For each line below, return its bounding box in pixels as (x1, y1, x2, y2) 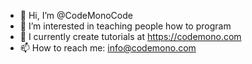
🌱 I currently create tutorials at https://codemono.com (19, 31, 242, 42)
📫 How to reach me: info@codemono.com (19, 42, 197, 54)
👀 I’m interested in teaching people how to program (19, 20, 232, 32)
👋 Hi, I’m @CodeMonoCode (19, 10, 133, 21)
